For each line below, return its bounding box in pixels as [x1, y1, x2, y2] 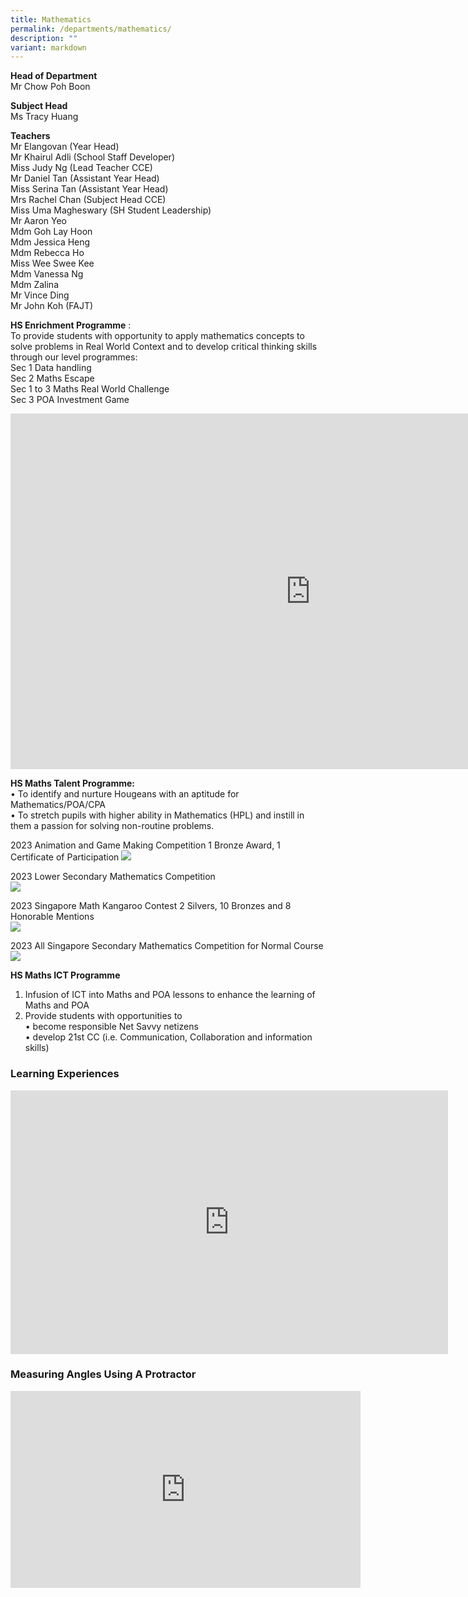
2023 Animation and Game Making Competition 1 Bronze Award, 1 [10, 839, 281, 851]
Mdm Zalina [10, 279, 59, 291]
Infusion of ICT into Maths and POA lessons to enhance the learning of [24, 989, 316, 1001]
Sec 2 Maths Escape [10, 372, 95, 385]
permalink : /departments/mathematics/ [10, 24, 172, 34]
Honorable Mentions [10, 911, 95, 923]
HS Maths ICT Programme [10, 969, 121, 981]
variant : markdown [10, 42, 87, 53]
